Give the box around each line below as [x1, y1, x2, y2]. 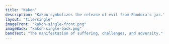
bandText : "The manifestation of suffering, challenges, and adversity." [5, 31, 163, 36]
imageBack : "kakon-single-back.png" [5, 26, 82, 31]
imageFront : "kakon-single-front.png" [5, 21, 87, 27]
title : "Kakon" [5, 7, 37, 13]
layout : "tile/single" [5, 17, 53, 22]
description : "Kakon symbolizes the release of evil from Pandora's [5, 12, 152, 17]
